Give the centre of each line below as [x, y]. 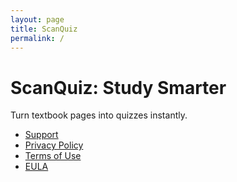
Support [41, 135]
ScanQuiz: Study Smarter [118, 87]
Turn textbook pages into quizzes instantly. [99, 115]
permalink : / [37, 38]
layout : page [37, 19]
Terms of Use [53, 156]
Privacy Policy [54, 145]
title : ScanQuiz [44, 29]
